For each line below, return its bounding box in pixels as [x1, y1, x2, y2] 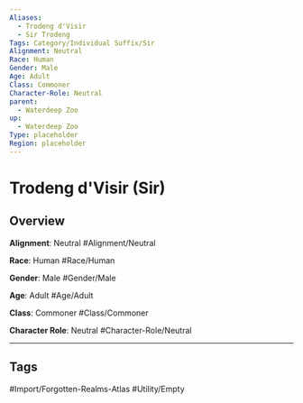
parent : [9, 96, 39, 106]
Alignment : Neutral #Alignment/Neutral [9, 237, 156, 248]
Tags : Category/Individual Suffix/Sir [9, 38, 155, 48]
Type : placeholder [9, 131, 78, 140]
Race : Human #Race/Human [9, 254, 115, 266]
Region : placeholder [9, 139, 87, 148]
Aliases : [9, 13, 42, 23]
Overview [9, 214, 66, 229]
